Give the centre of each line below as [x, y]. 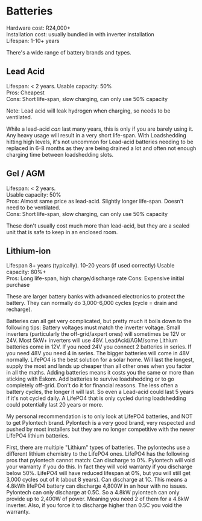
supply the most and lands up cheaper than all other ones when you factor [99, 366]
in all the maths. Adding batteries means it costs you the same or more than [100, 373]
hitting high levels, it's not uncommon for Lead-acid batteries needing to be [100, 142]
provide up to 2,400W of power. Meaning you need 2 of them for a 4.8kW [98, 499]
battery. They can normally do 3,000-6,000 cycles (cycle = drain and [92, 303]
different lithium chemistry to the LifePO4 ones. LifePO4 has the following [98, 454]
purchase [18, 285]
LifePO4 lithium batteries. [38, 436]
